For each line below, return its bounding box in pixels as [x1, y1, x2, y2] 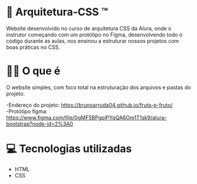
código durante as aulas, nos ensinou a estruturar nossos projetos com [6, 37, 179, 44]
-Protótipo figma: [6, 107, 48, 114]
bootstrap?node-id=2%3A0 [6, 120, 74, 127]
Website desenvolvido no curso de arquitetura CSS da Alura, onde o [6, 25, 172, 32]
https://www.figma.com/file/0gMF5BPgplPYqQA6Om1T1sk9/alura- [6, 114, 167, 121]
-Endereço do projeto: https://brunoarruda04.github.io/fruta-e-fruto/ [6, 101, 173, 109]
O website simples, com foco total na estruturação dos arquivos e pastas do [6, 84, 191, 91]
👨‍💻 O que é [6, 64, 61, 78]
